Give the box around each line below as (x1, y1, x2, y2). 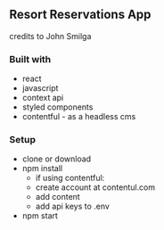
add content (35, 192, 80, 202)
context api (21, 93, 64, 103)
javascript (21, 83, 59, 94)
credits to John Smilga (9, 30, 92, 41)
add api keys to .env (35, 201, 110, 212)
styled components (21, 102, 94, 112)
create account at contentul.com (35, 182, 156, 193)
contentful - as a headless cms (21, 111, 136, 122)
